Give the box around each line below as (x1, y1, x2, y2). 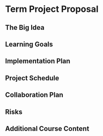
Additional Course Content (5, 124, 90, 133)
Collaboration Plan (5, 91, 63, 99)
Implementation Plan (5, 57, 71, 66)
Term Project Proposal (5, 3, 99, 15)
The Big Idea (5, 23, 45, 32)
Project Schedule (5, 73, 59, 82)
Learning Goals (5, 40, 53, 48)
